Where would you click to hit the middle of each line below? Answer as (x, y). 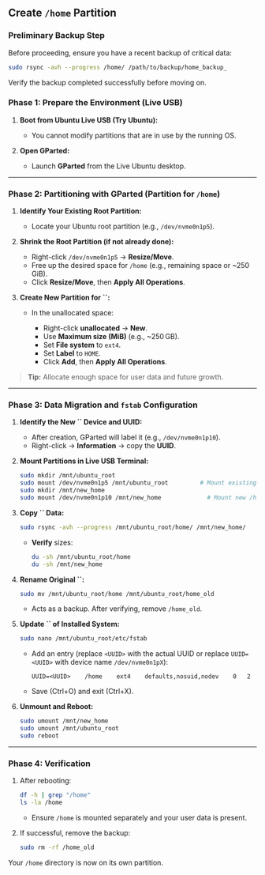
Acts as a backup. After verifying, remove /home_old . (117, 609)
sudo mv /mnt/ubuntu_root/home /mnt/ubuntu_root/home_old (117, 594)
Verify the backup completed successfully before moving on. (107, 82)
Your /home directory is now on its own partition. (86, 862)
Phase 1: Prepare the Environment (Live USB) (95, 103)
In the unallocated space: (73, 313)
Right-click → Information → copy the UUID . (104, 446)
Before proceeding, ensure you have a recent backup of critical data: (120, 53)
